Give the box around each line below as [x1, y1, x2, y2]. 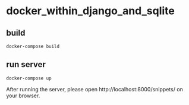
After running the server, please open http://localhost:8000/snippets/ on [6, 85, 183, 93]
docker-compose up [6, 75, 52, 81]
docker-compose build [6, 43, 60, 49]
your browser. [6, 92, 40, 99]
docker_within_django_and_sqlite [6, 4, 175, 18]
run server [6, 59, 46, 69]
